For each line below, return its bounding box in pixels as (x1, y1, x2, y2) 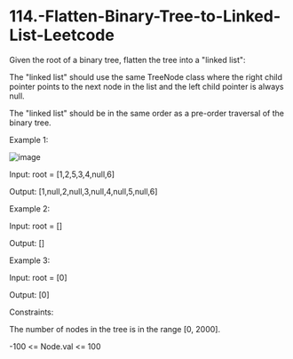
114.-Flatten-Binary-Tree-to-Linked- (9, 6, 281, 27)
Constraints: (9, 307, 54, 317)
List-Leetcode (9, 25, 115, 45)
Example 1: (9, 134, 49, 145)
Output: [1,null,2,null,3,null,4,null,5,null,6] (9, 186, 158, 196)
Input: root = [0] (9, 272, 68, 283)
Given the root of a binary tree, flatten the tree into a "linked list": (9, 54, 246, 65)
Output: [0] (9, 289, 51, 299)
